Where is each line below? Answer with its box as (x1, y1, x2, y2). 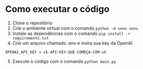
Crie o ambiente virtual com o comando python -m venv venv (12, 25, 138, 31)
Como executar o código (5, 3, 109, 15)
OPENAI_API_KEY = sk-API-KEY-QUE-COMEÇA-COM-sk (5, 50, 107, 55)
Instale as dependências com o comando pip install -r (12, 30, 130, 36)
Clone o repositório (12, 20, 53, 26)
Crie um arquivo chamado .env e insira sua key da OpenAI (12, 40, 133, 46)
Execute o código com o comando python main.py (12, 58, 116, 64)
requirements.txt (12, 36, 49, 41)
